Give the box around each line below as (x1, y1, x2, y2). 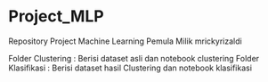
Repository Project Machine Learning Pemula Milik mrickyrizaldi (8, 36, 242, 46)
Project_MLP (8, 6, 104, 27)
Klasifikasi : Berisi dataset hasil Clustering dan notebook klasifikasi (8, 62, 253, 73)
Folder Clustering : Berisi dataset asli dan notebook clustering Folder (8, 53, 260, 63)
